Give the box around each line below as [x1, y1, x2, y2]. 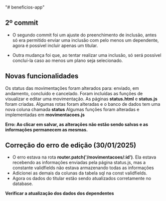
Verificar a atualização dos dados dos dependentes [5, 191, 114, 197]
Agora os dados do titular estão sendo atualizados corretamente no [12, 176, 152, 182]
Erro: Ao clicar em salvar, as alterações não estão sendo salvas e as [5, 121, 149, 127]
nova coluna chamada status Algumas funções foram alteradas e [5, 106, 140, 112]
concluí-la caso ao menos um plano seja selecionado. [12, 57, 123, 63]
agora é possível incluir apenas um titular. [12, 42, 98, 48]
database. [12, 181, 33, 187]
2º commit [5, 18, 38, 27]
